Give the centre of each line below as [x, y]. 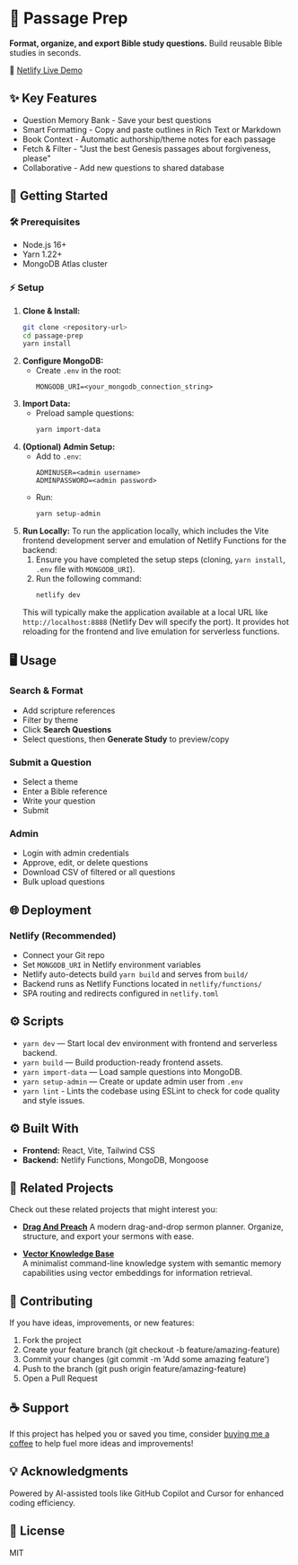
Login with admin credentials [76, 853]
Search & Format [46, 690]
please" [36, 158]
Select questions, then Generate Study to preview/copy [126, 739]
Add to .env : [58, 456]
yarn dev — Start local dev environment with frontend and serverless [150, 1043]
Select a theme [50, 781]
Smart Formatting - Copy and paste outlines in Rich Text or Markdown [151, 129]
